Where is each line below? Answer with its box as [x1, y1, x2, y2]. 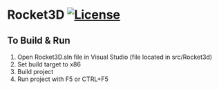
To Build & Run [7, 35, 70, 46]
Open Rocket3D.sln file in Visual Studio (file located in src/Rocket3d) [17, 53, 213, 61]
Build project [17, 68, 54, 75]
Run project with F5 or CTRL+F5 [17, 75, 108, 83]
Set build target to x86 [17, 60, 82, 69]
